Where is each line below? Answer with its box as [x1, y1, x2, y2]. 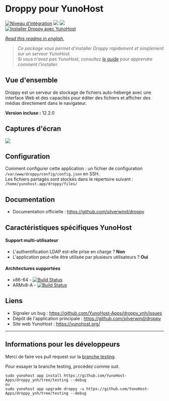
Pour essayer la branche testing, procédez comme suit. [5, 363, 120, 369]
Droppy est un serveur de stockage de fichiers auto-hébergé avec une [5, 89, 152, 95]
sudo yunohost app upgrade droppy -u [5, 386, 84, 391]
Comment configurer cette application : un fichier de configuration [5, 165, 143, 171]
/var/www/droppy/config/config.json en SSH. [5, 171, 100, 177]
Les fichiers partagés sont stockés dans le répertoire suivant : [5, 176, 133, 182]
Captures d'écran [5, 125, 61, 133]
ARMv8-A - [12, 282, 36, 288]
